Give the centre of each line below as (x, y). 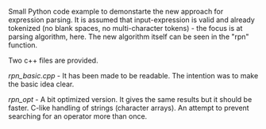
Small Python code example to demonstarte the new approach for (116, 11)
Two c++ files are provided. (53, 60)
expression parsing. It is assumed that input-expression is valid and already (132, 20)
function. (23, 45)
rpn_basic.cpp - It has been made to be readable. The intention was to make (133, 76)
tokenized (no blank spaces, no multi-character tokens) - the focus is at (125, 28)
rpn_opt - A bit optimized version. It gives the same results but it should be (130, 99)
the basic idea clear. (41, 84)
